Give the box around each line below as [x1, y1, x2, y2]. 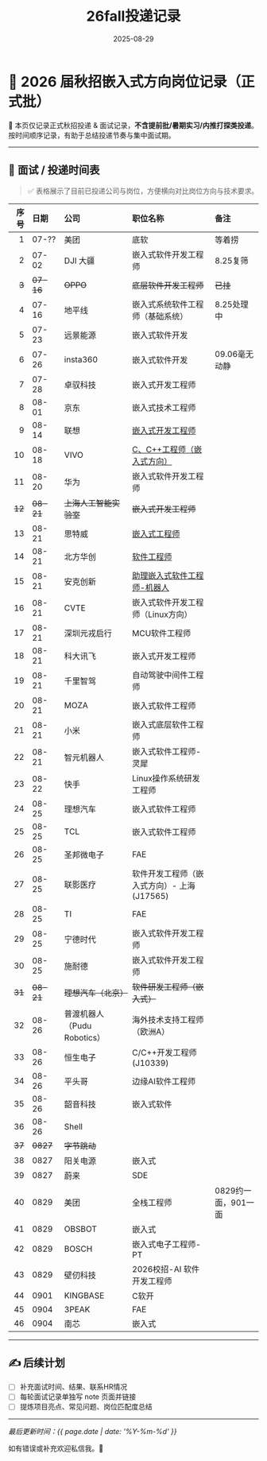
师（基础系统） [132, 311, 188, 322]
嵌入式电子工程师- [132, 1238, 201, 1250]
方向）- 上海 [148, 880, 195, 891]
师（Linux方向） [132, 609, 192, 620]
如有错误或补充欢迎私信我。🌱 [8, 1444, 104, 1453]
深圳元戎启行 [64, 627, 113, 638]
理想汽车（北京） [64, 987, 129, 998]
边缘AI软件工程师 [132, 1075, 196, 1087]
